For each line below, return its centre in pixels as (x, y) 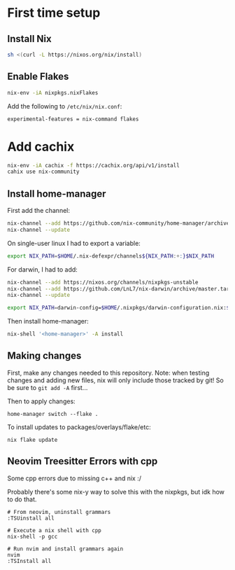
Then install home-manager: (48, 321)
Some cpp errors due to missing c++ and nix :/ (74, 478)
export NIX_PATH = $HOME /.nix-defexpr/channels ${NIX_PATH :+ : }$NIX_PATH (111, 256)
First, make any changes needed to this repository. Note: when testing (108, 373)
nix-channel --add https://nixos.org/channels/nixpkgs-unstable (103, 282)
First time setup (54, 13)
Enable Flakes (38, 77)
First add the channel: (39, 211)
